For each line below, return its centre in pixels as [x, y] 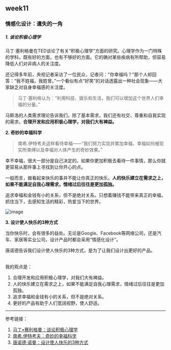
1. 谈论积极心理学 [23, 37]
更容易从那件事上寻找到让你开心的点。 [45, 167]
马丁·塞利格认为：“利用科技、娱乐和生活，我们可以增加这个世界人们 [88, 98]
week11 [17, 8]
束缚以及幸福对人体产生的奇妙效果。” [65, 150]
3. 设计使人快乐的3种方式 [32, 222]
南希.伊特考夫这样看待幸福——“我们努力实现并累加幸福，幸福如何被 [88, 144]
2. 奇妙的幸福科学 [24, 133]
